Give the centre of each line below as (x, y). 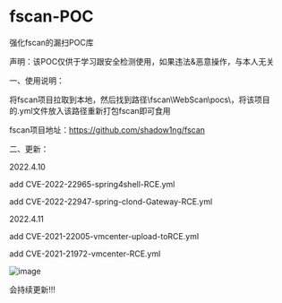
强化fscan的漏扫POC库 (51, 42)
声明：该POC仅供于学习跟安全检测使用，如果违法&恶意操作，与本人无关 (142, 61)
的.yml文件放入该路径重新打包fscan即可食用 (90, 110)
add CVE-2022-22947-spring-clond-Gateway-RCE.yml (111, 201)
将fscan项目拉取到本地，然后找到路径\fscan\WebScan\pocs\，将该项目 (140, 100)
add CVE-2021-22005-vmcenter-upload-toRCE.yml (104, 236)
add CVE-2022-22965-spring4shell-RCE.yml (92, 184)
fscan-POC (51, 17)
